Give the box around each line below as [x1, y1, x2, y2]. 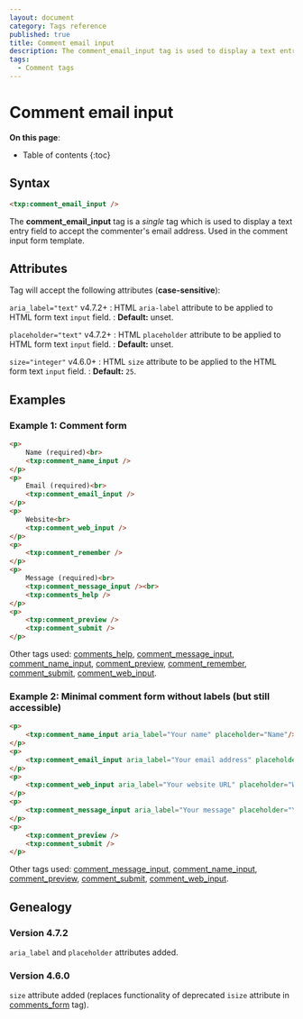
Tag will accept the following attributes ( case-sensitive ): [9, 285, 221, 296]
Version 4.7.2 [9, 926, 69, 939]
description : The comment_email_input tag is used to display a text [9, 47, 277, 56]
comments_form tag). [9, 999, 89, 1010]
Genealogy [9, 899, 72, 914]
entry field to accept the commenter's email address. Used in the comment [9, 225, 289, 236]
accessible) [9, 701, 61, 714]
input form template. [9, 235, 86, 246]
